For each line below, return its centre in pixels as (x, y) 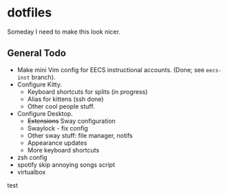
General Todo (37, 53)
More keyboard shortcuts (63, 150)
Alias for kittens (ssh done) (65, 99)
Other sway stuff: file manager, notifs (80, 135)
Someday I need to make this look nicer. (64, 32)
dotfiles (30, 13)
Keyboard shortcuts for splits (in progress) (87, 91)
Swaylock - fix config (58, 128)
